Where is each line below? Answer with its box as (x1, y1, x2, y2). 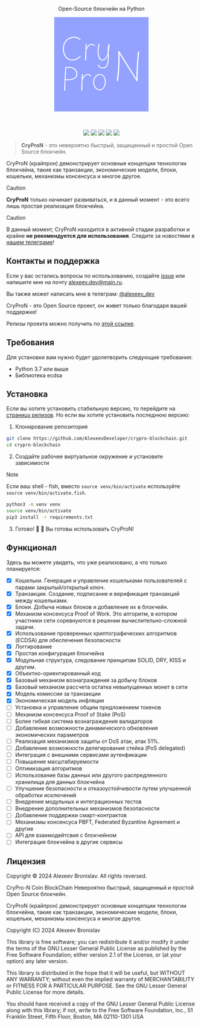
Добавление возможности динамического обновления (14, 724, 158, 731)
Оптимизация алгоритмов (14, 765, 83, 772)
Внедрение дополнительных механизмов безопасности (14, 805, 160, 812)
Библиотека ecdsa (14, 371, 62, 379)
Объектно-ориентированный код (14, 670, 101, 677)
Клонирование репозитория (14, 423, 88, 430)
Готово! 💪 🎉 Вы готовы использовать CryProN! (14, 525, 134, 532)
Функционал (6, 543, 57, 553)
